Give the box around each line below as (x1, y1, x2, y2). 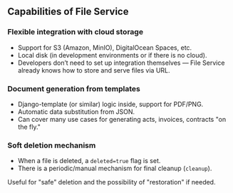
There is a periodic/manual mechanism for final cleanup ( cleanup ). (17, 164, 212, 173)
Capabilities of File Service (7, 6, 129, 18)
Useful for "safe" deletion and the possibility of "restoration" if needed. (7, 178, 216, 187)
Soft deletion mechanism (7, 140, 96, 150)
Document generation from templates (7, 83, 140, 93)
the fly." (17, 122, 41, 131)
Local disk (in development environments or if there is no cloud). (17, 51, 207, 59)
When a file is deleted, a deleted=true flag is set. (17, 157, 161, 165)
